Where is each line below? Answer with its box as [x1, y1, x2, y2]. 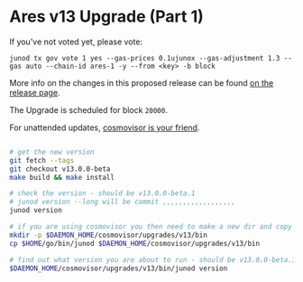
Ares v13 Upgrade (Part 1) [9, 6, 205, 27]
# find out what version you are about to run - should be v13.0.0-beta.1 [9, 255, 297, 264]
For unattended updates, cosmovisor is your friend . [9, 122, 200, 133]
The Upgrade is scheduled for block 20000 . [9, 104, 169, 115]
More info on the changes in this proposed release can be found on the [9, 77, 274, 88]
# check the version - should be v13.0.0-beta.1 [9, 189, 196, 198]
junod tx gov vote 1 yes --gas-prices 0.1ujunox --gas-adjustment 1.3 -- [9, 53, 293, 62]
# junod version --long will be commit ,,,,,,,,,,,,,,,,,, [9, 197, 236, 207]
